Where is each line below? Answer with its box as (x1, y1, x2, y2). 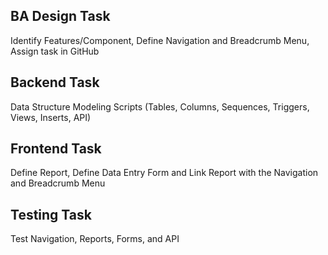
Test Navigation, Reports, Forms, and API (10, 233, 180, 245)
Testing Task (10, 206, 92, 223)
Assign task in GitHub (10, 45, 100, 57)
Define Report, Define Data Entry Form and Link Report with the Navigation (10, 167, 319, 179)
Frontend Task (10, 140, 102, 158)
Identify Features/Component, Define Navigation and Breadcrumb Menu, (10, 34, 310, 46)
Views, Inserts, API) (10, 111, 92, 123)
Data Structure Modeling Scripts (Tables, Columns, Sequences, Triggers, (10, 100, 310, 113)
